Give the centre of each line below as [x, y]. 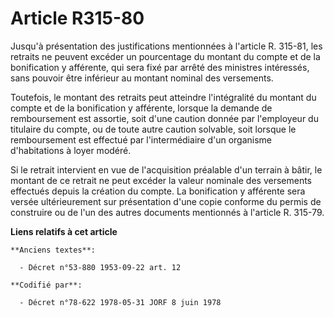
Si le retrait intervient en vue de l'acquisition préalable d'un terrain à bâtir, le [166, 169]
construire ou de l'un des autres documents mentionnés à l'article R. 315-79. [167, 212]
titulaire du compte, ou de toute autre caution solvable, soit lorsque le [153, 129]
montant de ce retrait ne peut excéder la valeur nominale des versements [161, 180]
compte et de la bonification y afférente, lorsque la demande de [141, 108]
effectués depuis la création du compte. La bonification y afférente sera [158, 191]
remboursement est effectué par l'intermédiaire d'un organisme [141, 139]
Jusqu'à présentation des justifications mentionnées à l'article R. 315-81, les [166, 46]
